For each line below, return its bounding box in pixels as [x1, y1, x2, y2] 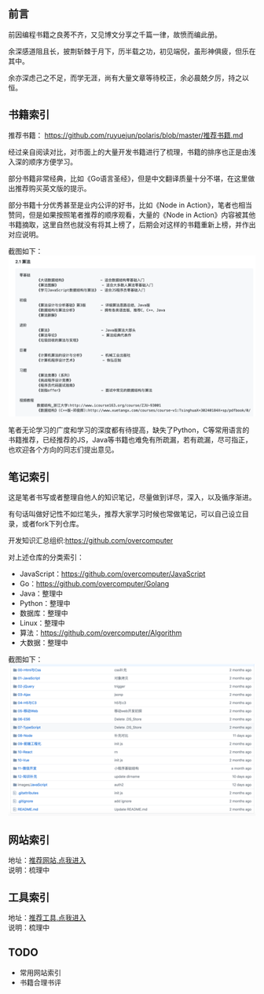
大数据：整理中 [19, 638, 68, 647]
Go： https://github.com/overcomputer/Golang [19, 579, 170, 589]
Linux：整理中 [19, 618, 65, 628]
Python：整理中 [19, 599, 71, 608]
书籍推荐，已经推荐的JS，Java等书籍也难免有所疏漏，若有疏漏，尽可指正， [8, 435, 253, 445]
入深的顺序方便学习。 [8, 156, 77, 167]
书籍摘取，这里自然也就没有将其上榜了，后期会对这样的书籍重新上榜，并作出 [8, 219, 256, 229]
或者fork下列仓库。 [21, 519, 84, 529]
